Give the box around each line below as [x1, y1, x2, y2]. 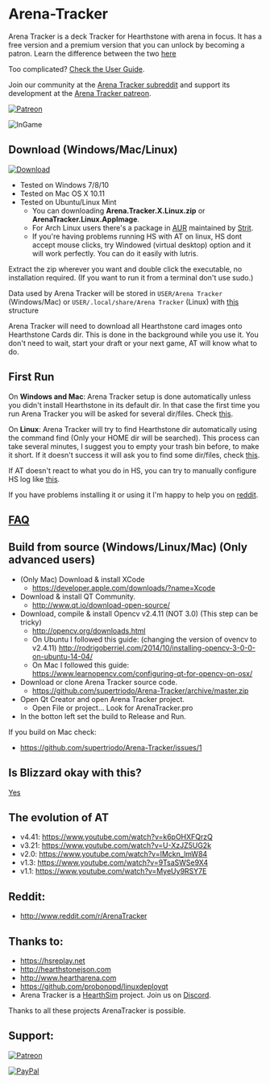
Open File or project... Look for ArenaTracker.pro [31, 703, 193, 712]
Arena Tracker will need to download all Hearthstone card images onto [8, 321, 243, 330]
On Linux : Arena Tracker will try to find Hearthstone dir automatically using [8, 424, 258, 434]
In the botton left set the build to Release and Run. [19, 711, 187, 721]
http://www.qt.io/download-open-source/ [31, 600, 171, 609]
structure [8, 305, 39, 315]
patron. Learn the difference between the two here [8, 48, 177, 58]
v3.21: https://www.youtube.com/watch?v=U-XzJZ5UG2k [19, 841, 212, 850]
